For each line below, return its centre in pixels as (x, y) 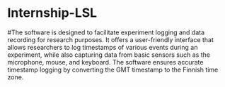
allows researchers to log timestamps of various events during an (103, 47)
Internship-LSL (52, 13)
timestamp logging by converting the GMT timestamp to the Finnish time (113, 69)
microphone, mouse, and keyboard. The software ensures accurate (105, 62)
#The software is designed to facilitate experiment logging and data (106, 32)
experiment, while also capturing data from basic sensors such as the (109, 55)
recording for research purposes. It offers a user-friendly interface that (111, 39)
